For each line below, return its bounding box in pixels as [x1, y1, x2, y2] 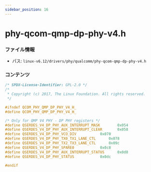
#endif [5, 163, 18, 168]
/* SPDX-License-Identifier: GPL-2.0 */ [5, 83, 88, 88]
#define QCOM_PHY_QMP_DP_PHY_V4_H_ [5, 109, 77, 114]
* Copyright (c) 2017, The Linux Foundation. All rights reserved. [7, 92, 146, 97]
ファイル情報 [5, 46, 35, 53]
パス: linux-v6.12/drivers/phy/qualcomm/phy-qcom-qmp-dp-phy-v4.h [12, 58, 146, 64]
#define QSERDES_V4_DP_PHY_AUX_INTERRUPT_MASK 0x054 [5, 123, 129, 127]
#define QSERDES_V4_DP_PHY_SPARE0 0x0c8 [5, 145, 111, 150]
